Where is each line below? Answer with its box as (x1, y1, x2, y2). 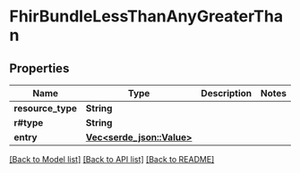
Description (201, 87, 253, 99)
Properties (9, 61, 70, 76)
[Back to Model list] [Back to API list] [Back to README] (9, 154, 215, 164)
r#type (13, 117, 44, 128)
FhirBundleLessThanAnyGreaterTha (9, 6, 284, 27)
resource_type (13, 103, 78, 114)
